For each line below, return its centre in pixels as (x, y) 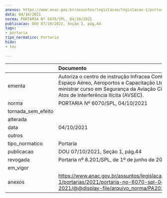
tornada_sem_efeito (31, 111)
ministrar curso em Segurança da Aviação (107, 89)
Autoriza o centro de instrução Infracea (104, 76)
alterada (17, 119)
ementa (17, 86)
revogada (19, 159)
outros (15, 135)
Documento (73, 68)
